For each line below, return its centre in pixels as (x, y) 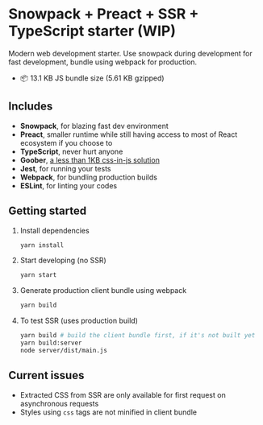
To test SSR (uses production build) (79, 321)
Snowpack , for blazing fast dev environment (94, 126)
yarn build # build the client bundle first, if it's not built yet (138, 336)
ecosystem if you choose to (66, 142)
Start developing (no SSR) (63, 260)
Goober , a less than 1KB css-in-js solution (90, 160)
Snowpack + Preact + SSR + (104, 14)
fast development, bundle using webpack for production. (103, 62)
